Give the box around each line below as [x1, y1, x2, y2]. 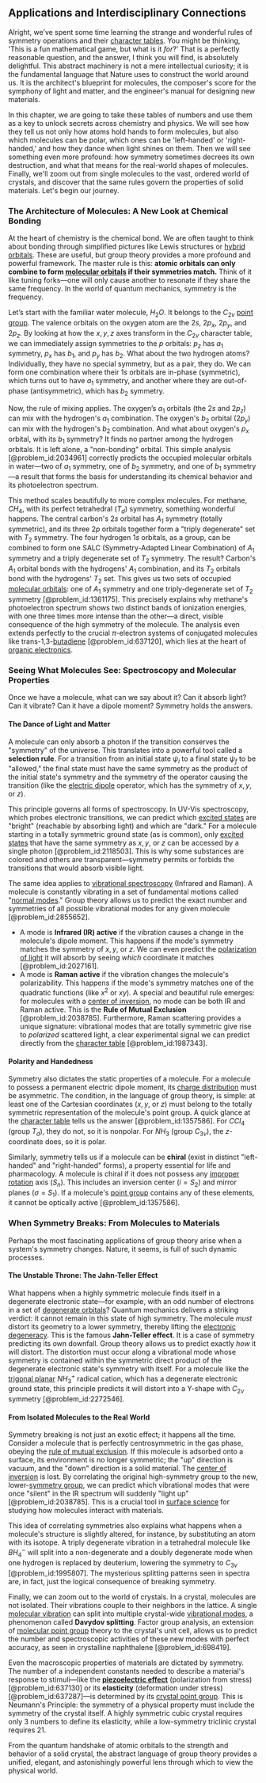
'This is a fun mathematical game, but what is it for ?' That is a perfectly [8, 44, 240, 54]
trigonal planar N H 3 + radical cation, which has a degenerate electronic [8, 1372, 238, 1385]
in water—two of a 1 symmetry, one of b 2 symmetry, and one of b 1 [8, 461, 222, 473]
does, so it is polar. [44, 1136, 107, 1146]
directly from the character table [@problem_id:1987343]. [19, 1039, 208, 1047]
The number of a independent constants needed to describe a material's [8, 1666, 245, 1675]
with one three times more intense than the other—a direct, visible [8, 611, 224, 621]
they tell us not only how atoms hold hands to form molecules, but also [8, 127, 239, 136]
